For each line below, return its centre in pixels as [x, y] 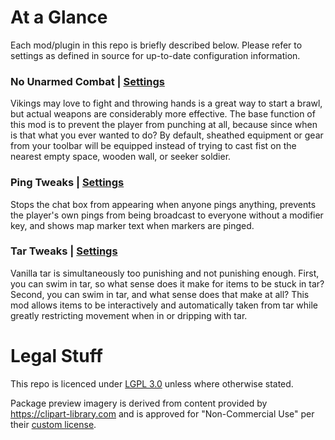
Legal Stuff [56, 356]
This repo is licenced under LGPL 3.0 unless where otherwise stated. [152, 383]
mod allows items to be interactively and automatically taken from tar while [164, 305]
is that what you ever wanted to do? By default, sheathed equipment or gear [167, 135]
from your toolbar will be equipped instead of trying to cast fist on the [153, 146]
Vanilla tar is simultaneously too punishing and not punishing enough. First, [165, 273]
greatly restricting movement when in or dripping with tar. [129, 315]
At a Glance [59, 17]
